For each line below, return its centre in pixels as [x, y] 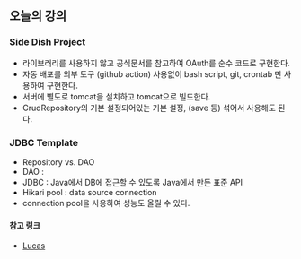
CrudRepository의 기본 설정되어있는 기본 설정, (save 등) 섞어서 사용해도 [149, 108]
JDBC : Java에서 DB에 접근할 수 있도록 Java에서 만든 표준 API [133, 182]
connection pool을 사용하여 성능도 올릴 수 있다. [106, 203]
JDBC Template [44, 142]
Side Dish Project [48, 42]
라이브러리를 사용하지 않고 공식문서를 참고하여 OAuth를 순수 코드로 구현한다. [156, 63]
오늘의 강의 [38, 16]
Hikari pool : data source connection [89, 192]
